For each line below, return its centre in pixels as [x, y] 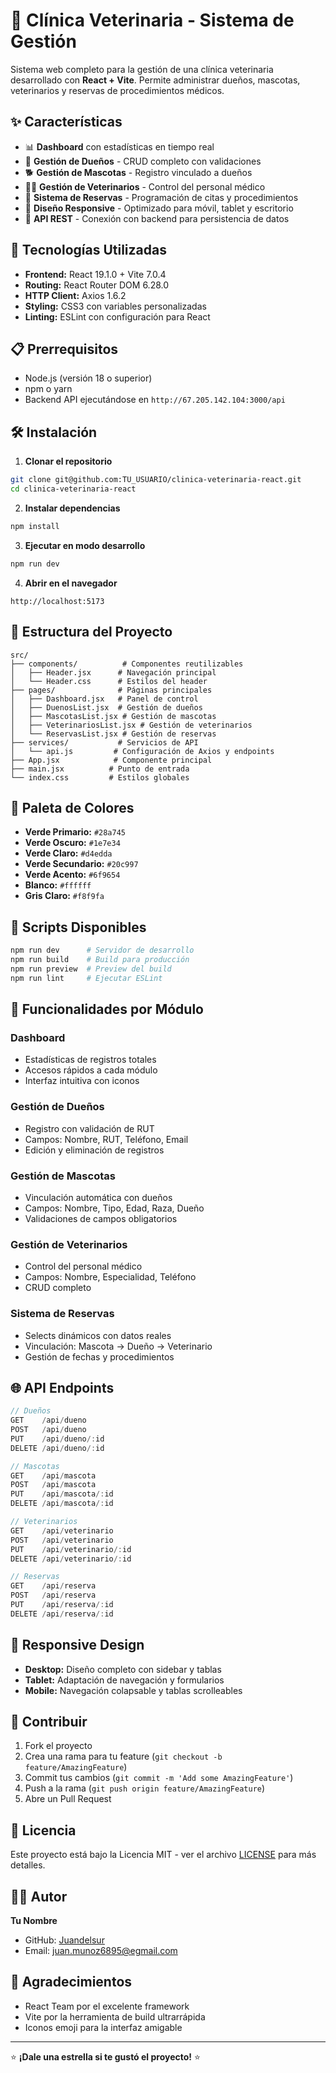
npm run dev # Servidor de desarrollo [102, 950]
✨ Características [66, 122]
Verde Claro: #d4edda [68, 853]
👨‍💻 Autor [39, 1896]
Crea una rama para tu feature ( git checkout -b [123, 1756]
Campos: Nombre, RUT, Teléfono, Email [106, 1139]
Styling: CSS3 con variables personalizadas [115, 306]
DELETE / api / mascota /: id [62, 1504]
